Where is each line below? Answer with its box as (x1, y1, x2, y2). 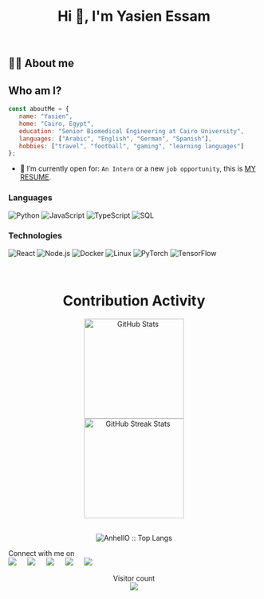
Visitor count (112, 573, 156, 583)
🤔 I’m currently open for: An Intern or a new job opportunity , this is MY (19, 164, 257, 174)
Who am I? (8, 84, 62, 97)
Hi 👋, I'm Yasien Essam (57, 7, 211, 26)
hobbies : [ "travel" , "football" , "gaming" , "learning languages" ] (18, 142, 245, 150)
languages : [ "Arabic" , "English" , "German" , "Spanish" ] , (18, 135, 213, 143)
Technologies (8, 231, 62, 242)
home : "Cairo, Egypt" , (18, 120, 94, 128)
